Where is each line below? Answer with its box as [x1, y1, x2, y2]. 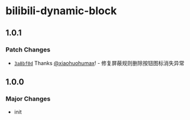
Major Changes [5, 95, 51, 103]
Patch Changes [5, 46, 51, 54]
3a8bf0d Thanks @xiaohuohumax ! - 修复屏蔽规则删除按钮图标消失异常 [14, 59, 185, 66]
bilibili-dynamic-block [5, 4, 117, 18]
